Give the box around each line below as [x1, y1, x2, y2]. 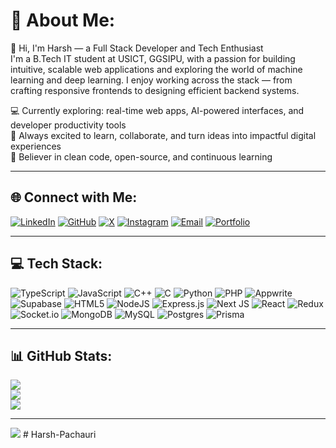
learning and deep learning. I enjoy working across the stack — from [10, 74, 293, 86]
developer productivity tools [10, 119, 127, 131]
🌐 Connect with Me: [10, 189, 138, 206]
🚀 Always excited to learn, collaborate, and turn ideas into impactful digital [10, 129, 317, 141]
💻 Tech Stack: [10, 255, 103, 273]
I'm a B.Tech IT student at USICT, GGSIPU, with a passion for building [10, 52, 296, 64]
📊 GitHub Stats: [10, 347, 113, 364]
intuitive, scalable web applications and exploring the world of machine [10, 63, 303, 75]
